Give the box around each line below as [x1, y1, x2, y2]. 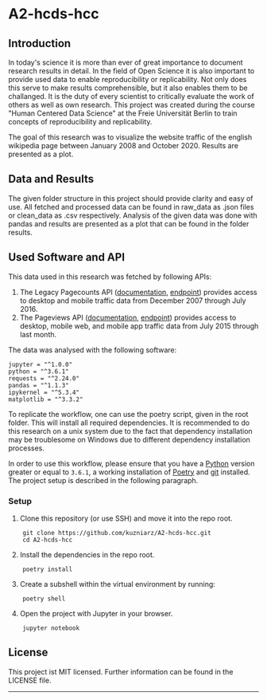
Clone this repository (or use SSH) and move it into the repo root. [19, 513, 233, 523]
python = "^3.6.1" [8, 368, 69, 376]
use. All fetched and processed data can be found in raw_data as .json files [8, 202, 254, 211]
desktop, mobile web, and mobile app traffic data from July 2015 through [19, 321, 259, 331]
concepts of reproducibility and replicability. [8, 117, 153, 126]
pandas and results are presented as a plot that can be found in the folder [8, 218, 250, 228]
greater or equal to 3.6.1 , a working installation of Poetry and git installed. [8, 467, 250, 477]
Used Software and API [8, 250, 126, 264]
